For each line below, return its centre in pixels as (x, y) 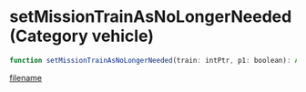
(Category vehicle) (82, 36)
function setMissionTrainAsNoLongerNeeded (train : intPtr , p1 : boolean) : (150, 60)
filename (26, 77)
